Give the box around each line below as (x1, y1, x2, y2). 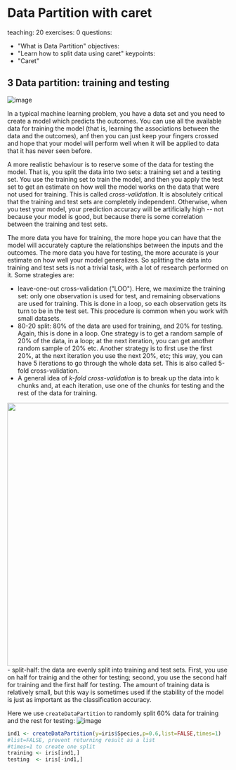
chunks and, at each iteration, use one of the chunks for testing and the (17, 381, 225, 390)
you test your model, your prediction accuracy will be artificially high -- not (7, 205, 224, 213)
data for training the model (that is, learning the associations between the (7, 124, 220, 133)
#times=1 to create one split (7, 743, 96, 750)
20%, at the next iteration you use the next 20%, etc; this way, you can (17, 351, 223, 359)
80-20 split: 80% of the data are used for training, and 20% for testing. (17, 321, 223, 330)
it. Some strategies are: (7, 270, 74, 279)
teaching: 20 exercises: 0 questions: (7, 28, 112, 36)
